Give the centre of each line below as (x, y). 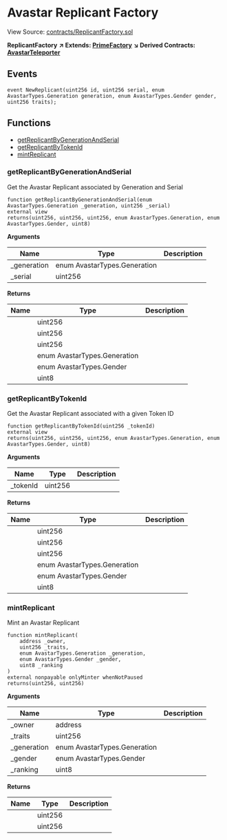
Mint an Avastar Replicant (43, 623)
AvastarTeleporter (34, 52)
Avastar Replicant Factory (83, 13)
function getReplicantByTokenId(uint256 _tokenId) (81, 426)
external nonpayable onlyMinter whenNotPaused (75, 678)
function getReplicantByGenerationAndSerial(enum (80, 200)
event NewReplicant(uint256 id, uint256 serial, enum (86, 90)
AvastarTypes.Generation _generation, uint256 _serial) (89, 206)
